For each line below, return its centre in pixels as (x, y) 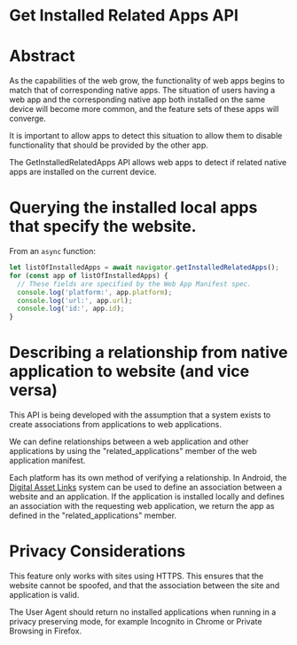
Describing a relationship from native (148, 353)
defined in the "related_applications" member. (93, 515)
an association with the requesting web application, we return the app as (142, 506)
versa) (33, 390)
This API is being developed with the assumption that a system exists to (140, 415)
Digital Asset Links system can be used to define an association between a (146, 487)
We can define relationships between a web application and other (129, 442)
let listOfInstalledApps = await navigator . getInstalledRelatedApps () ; (144, 267)
